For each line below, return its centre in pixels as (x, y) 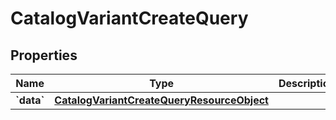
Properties (44, 55)
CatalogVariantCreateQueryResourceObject (161, 100)
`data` (30, 100)
